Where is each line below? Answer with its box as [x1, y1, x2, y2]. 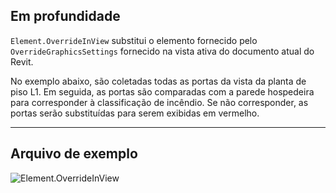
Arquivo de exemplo [10, 145, 138, 163]
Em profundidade [10, 8, 121, 25]
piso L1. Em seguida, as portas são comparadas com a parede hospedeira [10, 85, 315, 98]
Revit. [10, 55, 34, 68]
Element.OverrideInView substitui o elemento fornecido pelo [10, 34, 258, 46]
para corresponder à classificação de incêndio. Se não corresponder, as [10, 96, 309, 108]
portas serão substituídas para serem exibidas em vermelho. [10, 107, 260, 119]
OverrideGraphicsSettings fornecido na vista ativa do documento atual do [10, 45, 315, 57]
